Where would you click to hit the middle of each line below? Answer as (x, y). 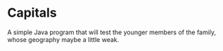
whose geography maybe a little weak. (63, 39)
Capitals (32, 13)
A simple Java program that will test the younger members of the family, (112, 32)
